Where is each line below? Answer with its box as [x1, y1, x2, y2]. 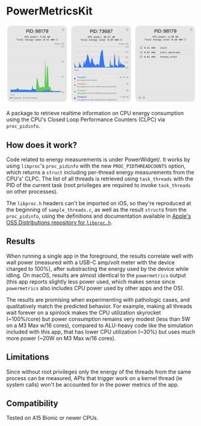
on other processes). [6, 188, 58, 195]
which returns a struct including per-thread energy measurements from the [6, 168, 194, 176]
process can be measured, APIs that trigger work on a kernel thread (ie [6, 374, 182, 381]
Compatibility [6, 398, 58, 409]
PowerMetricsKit [6, 4, 93, 18]
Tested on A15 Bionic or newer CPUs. [6, 415, 99, 422]
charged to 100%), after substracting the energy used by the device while [6, 265, 189, 272]
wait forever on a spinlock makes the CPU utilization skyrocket [6, 309, 161, 316]
